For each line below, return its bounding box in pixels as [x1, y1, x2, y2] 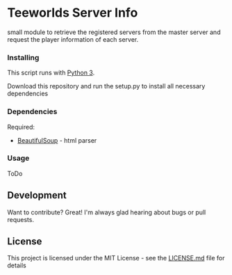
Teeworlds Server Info [7, 5, 138, 21]
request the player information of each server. [7, 35, 139, 43]
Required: [7, 123, 35, 131]
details [7, 261, 26, 269]
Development [7, 189, 67, 201]
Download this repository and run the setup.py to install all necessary [7, 82, 206, 91]
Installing [7, 52, 40, 62]
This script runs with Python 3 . [7, 68, 95, 77]
